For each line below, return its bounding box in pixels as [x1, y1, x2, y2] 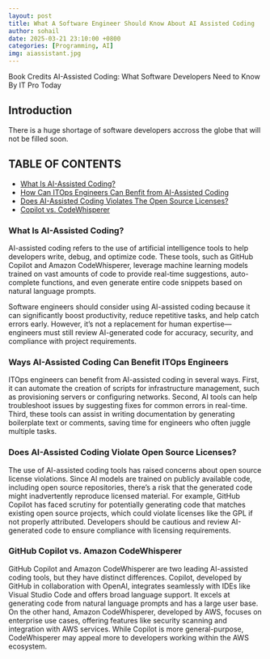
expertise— [193, 319, 232, 329]
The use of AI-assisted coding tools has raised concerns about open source [8, 465, 262, 474]
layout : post [8, 11, 53, 20]
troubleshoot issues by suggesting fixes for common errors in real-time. [8, 401, 248, 410]
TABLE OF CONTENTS [8, 157, 121, 171]
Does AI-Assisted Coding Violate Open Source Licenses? [8, 447, 237, 458]
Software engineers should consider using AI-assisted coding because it [8, 301, 251, 312]
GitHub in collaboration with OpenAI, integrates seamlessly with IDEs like [8, 580, 251, 591]
